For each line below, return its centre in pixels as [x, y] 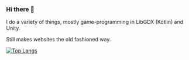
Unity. [13, 28]
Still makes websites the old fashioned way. [59, 40]
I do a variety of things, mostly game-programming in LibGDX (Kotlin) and [95, 22]
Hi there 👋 [20, 9]
